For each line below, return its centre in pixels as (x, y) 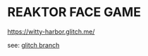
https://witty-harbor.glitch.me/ (51, 31)
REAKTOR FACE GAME (74, 12)
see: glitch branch (33, 45)
